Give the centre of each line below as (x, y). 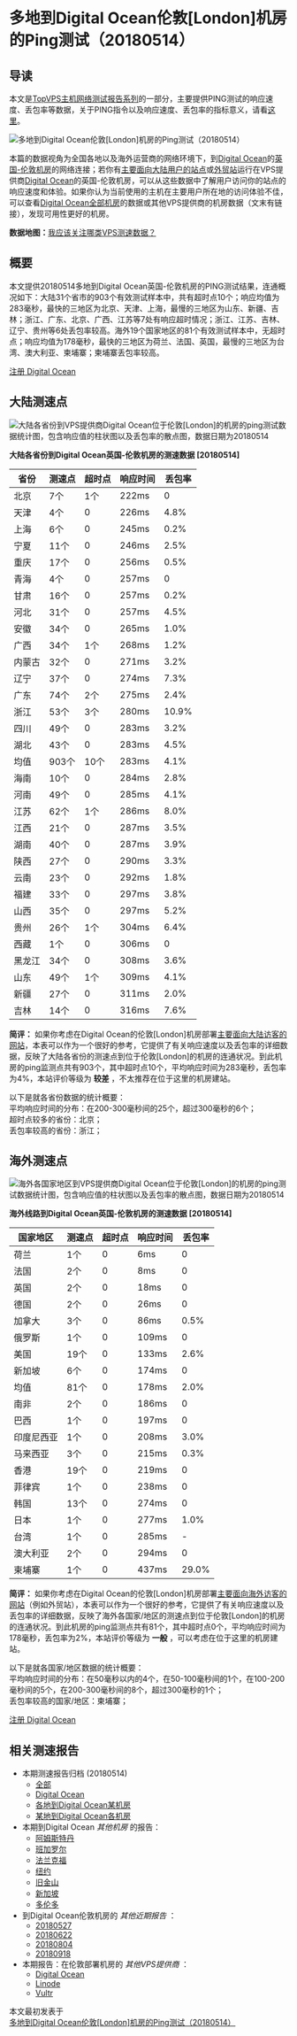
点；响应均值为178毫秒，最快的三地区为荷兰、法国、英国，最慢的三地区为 (143, 341)
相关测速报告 (44, 1751)
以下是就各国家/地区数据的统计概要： (76, 1668)
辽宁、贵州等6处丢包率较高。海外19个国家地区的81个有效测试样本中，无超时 (147, 330)
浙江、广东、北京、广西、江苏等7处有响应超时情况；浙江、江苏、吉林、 (154, 319)
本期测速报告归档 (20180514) (75, 1774)
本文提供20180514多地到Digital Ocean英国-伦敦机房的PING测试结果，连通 (144, 286)
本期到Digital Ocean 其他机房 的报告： (91, 1827)
